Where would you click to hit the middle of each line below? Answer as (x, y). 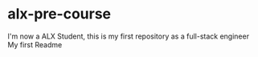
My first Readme (35, 44)
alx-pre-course (59, 14)
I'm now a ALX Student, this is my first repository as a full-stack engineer (129, 36)
